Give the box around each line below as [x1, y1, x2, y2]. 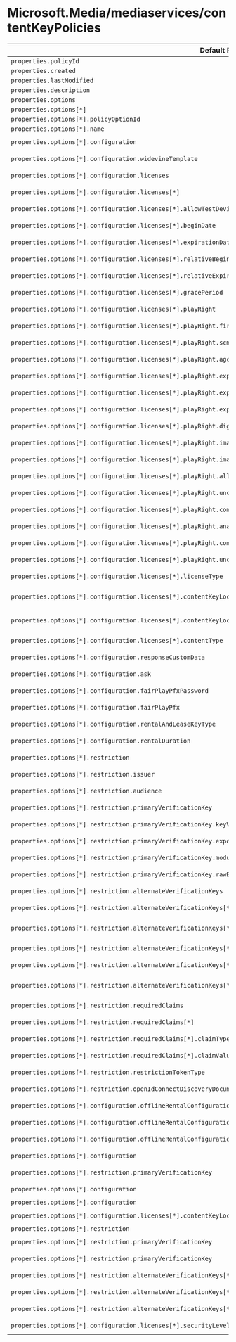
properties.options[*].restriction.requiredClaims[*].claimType [11, 1035, 230, 1042]
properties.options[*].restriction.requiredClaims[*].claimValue [11, 1052, 234, 1059]
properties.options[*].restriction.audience [11, 786, 162, 795]
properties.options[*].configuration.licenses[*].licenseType [11, 572, 223, 580]
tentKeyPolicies [7, 20, 102, 36]
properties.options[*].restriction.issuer [11, 770, 155, 778]
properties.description [11, 86, 91, 94]
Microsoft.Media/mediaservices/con [7, 5, 227, 21]
